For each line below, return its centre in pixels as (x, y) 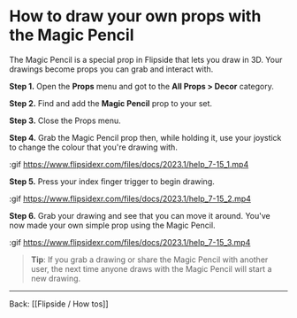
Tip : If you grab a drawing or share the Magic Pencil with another (149, 260)
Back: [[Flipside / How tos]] (59, 304)
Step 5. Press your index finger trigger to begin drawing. (112, 181)
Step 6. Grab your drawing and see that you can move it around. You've (140, 215)
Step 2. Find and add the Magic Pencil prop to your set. (111, 103)
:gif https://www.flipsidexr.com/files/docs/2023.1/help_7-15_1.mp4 (129, 164)
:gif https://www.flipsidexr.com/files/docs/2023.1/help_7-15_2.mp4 (130, 198)
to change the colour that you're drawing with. (94, 147)
